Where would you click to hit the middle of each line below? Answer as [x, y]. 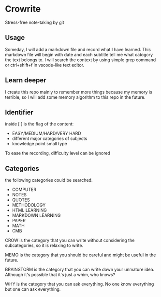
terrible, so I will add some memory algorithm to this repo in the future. [75, 97]
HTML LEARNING [29, 210]
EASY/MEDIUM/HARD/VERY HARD [46, 133]
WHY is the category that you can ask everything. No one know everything [80, 284]
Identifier [19, 112]
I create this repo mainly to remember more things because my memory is [79, 92]
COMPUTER [24, 190]
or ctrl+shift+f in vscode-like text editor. [45, 65]
